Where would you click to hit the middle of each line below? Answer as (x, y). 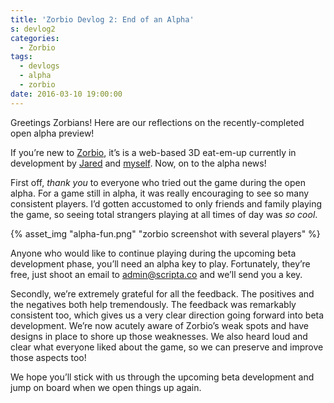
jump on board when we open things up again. (106, 387)
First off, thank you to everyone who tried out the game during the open (158, 182)
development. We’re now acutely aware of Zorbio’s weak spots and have (159, 325)
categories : (35, 38)
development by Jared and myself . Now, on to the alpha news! (138, 163)
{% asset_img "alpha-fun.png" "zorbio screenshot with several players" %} (165, 233)
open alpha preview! (52, 133)
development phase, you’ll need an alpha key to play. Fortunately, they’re (160, 263)
